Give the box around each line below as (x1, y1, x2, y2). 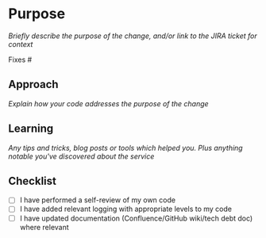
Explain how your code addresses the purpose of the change (8, 98, 209, 108)
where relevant (19, 222, 69, 232)
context (8, 39, 33, 48)
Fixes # (8, 55, 33, 64)
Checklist (8, 174, 57, 187)
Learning (8, 122, 54, 136)
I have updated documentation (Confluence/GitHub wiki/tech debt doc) (19, 213, 253, 223)
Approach (8, 78, 59, 91)
